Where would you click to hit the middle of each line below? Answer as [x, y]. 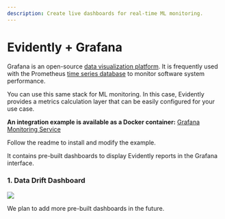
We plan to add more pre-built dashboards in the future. [86, 208]
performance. [26, 81]
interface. [21, 163]
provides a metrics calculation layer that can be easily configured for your [111, 101]
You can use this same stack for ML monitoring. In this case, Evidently [106, 94]
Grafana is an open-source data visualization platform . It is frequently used [113, 66]
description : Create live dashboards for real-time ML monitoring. [105, 13]
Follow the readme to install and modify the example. [81, 142]
